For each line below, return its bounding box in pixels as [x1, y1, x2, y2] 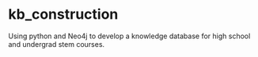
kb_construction [8, 5, 119, 23]
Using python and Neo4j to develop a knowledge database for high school [8, 31, 251, 41]
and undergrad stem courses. [8, 39, 105, 48]
